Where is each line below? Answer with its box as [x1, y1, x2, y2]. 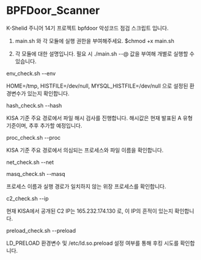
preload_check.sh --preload [6, 227, 76, 234]
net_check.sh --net [6, 158, 54, 166]
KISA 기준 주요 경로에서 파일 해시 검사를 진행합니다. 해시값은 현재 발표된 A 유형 [6, 114, 193, 122]
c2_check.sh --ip [6, 195, 49, 202]
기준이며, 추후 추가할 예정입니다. [6, 122, 83, 129]
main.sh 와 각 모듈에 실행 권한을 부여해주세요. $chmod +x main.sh [15, 37, 174, 44]
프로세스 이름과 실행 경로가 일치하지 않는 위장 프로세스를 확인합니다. [6, 183, 166, 190]
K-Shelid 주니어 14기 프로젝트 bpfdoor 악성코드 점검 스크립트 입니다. [6, 24, 169, 31]
